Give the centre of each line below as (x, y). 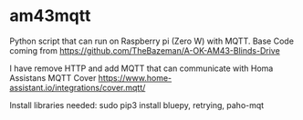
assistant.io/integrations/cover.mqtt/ (78, 87)
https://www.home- (135, 77)
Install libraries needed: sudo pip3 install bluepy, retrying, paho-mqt (137, 105)
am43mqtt (50, 16)
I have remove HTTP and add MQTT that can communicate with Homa (141, 68)
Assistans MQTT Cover (53, 77)
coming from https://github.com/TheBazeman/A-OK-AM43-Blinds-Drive (145, 50)
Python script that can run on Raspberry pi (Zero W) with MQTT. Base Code (152, 41)
